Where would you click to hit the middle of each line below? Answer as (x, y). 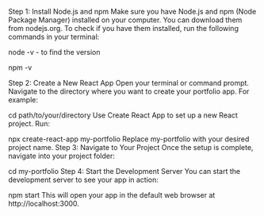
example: (23, 100)
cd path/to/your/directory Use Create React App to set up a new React (123, 115)
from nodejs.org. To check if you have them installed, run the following (124, 28)
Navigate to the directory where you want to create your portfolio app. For (129, 91)
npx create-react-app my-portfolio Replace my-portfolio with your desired (129, 139)
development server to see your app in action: (83, 179)
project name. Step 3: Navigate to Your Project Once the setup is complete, (131, 147)
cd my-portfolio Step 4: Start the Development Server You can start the (124, 171)
